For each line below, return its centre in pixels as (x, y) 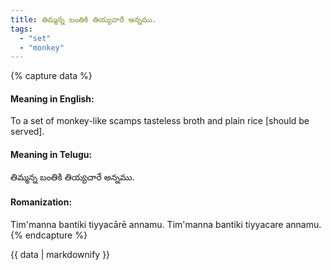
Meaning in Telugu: (51, 155)
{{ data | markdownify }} (60, 254)
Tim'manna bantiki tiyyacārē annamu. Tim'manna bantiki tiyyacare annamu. (166, 224)
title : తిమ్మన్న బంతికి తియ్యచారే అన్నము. (83, 19)
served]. (27, 132)
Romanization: (41, 202)
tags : (21, 29)
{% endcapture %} (49, 235)
